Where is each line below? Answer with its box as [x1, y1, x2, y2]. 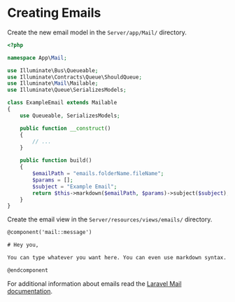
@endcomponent [7, 266, 49, 274]
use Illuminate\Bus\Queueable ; [7, 67, 99, 74]
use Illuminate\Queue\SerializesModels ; [7, 86, 127, 94]
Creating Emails [7, 5, 101, 21]
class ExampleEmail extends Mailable [7, 99, 117, 107]
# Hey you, [7, 242, 39, 249]
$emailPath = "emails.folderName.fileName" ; [32, 170, 164, 177]
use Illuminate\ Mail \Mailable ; [7, 80, 99, 87]
